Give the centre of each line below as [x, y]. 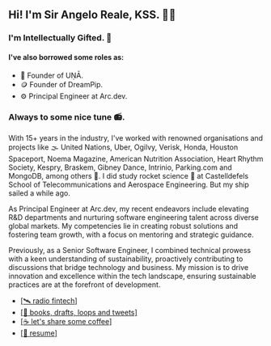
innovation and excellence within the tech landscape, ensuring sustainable [132, 276]
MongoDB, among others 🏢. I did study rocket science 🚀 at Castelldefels [129, 175]
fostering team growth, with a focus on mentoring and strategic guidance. [131, 234]
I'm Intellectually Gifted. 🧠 [60, 38]
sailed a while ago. [39, 193]
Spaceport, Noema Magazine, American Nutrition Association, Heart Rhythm [136, 158]
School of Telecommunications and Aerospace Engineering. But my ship [129, 184]
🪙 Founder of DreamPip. [61, 84]
